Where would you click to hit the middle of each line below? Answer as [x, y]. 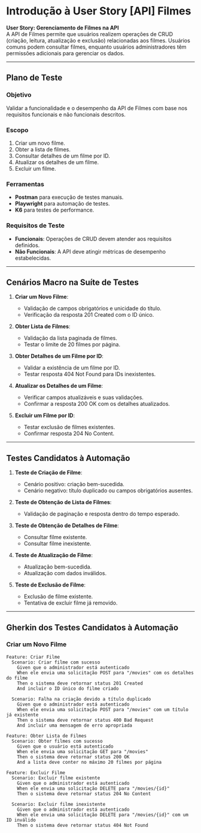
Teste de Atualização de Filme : [54, 555]
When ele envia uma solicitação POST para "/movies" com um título [103, 709]
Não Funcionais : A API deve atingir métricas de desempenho [90, 251]
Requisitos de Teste [35, 225]
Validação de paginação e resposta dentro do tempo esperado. [102, 514]
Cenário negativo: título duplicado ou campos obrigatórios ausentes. [108, 490]
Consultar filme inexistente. [57, 544]
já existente [22, 715]
